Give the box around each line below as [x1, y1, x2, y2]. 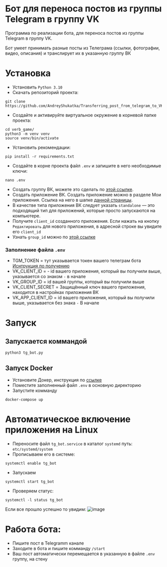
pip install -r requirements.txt [5, 154, 75, 159]
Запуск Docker [5, 364, 53, 372]
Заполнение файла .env [5, 246, 66, 253]
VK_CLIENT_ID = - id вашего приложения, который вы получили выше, [12, 268, 162, 274]
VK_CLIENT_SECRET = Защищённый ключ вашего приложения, [12, 284, 146, 290]
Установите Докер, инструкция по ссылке [12, 377, 102, 383]
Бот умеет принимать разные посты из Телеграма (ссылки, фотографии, [5, 45, 160, 51]
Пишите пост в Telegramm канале [12, 540, 84, 546]
